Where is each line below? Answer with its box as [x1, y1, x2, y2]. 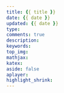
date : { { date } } [6, 15, 51, 21]
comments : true [6, 32, 45, 38]
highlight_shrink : [6, 77, 53, 83]
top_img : [6, 49, 29, 55]
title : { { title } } [6, 9, 56, 15]
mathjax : [6, 54, 29, 61]
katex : [6, 60, 23, 66]
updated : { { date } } [6, 20, 59, 26]
